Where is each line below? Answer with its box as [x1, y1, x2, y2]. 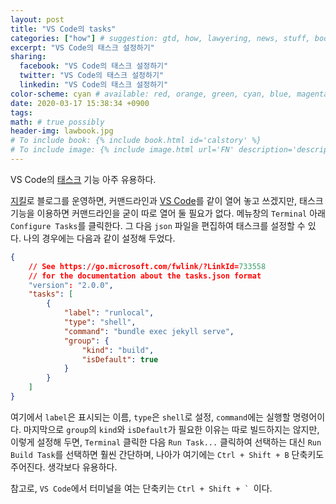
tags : [10, 107, 33, 118]
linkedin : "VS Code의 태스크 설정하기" [19, 80, 169, 90]
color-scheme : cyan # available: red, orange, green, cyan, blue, [10, 89, 293, 99]
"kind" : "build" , [81, 345, 155, 355]
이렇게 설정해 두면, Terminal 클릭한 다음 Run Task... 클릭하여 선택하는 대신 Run [10, 436, 322, 448]
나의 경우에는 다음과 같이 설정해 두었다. [23, 232, 176, 244]
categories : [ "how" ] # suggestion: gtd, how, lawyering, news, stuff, [10, 33, 311, 43]
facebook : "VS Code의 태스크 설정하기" [19, 61, 169, 71]
